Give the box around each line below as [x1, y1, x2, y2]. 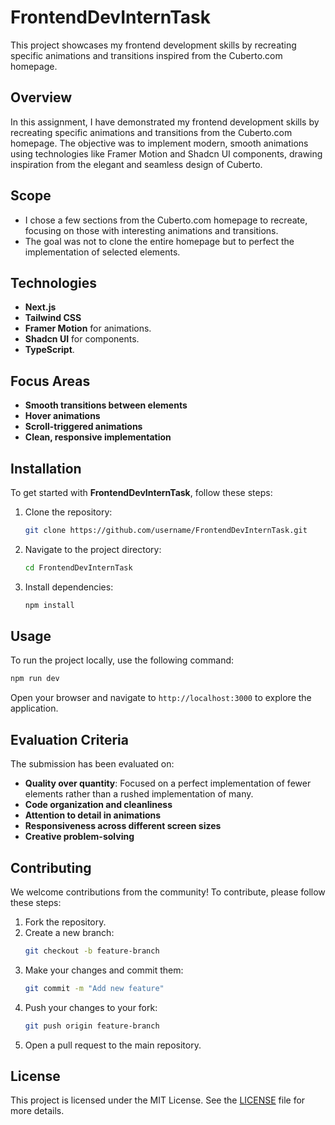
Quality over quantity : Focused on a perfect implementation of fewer [24, 777, 312, 790]
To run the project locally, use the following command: [10, 654, 235, 666]
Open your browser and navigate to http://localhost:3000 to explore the [10, 692, 312, 704]
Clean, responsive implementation [24, 431, 172, 443]
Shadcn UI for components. [24, 333, 140, 345]
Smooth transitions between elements [24, 399, 188, 411]
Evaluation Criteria [10, 731, 129, 748]
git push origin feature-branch [24, 1021, 160, 1031]
